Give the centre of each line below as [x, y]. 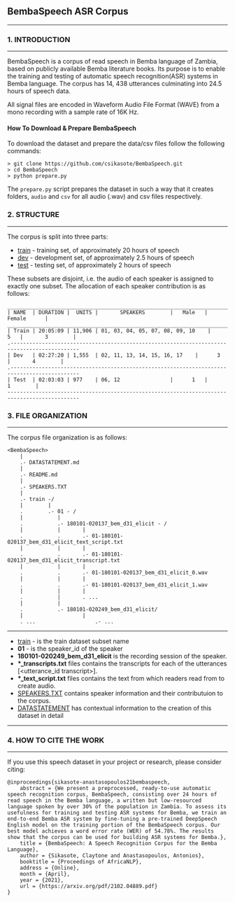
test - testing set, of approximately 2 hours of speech [94, 265]
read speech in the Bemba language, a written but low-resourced [104, 801]
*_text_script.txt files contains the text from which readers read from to [121, 678]
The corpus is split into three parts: [58, 237]
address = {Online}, [50, 868]
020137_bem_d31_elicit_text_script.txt [65, 542]
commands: [24, 151]
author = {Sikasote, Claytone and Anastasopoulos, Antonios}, [112, 856]
